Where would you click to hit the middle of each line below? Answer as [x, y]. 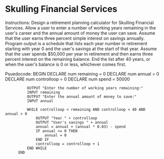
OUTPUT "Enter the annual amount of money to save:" [82, 97]
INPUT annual [40, 101]
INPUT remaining [43, 92]
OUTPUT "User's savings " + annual [72, 122]
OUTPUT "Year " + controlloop [67, 118]
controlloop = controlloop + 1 [68, 144]
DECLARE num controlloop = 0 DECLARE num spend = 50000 [68, 79]
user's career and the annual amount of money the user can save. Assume [80, 33]
